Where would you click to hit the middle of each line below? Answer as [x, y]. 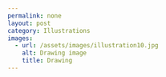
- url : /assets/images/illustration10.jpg [87, 46]
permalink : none [34, 16]
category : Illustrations [49, 30]
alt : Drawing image [55, 53]
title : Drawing [47, 61]
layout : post [29, 23]
